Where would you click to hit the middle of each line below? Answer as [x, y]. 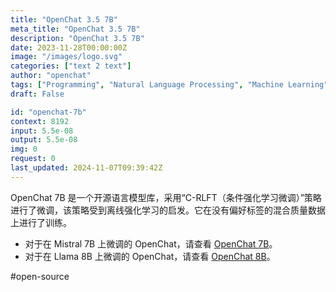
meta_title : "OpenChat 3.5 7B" [75, 29]
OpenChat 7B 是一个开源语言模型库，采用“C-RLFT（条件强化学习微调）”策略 [166, 197]
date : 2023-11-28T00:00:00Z [69, 47]
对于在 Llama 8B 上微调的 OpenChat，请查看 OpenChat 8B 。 [150, 256]
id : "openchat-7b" [48, 112]
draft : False [37, 94]
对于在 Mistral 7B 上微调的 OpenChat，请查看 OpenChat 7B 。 [151, 243]
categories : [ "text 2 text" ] [71, 66]
